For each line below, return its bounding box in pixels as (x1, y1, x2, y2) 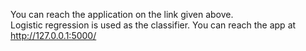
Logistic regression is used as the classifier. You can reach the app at (10, 19, 297, 31)
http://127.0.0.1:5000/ (10, 30, 97, 41)
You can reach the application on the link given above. (10, 9, 234, 20)
